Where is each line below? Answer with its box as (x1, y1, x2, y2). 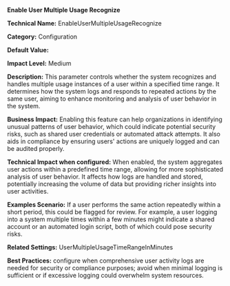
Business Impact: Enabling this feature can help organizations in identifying (7, 115, 222, 123)
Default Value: (7, 46, 50, 54)
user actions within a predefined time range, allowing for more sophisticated (7, 165, 224, 173)
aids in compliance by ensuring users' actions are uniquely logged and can (7, 137, 220, 145)
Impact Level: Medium (7, 59, 72, 68)
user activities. (7, 187, 49, 195)
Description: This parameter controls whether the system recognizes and (7, 72, 217, 81)
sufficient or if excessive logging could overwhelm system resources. (7, 272, 205, 279)
